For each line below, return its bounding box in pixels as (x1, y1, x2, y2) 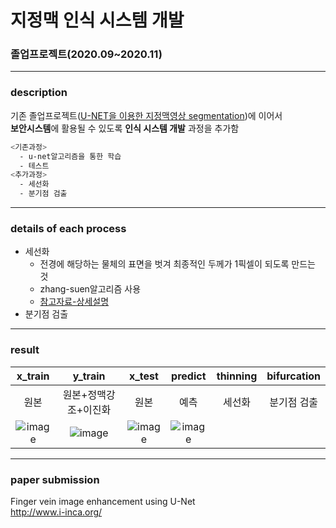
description (10, 86, 68, 100)
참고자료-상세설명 (39, 296, 110, 308)
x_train (16, 369, 50, 383)
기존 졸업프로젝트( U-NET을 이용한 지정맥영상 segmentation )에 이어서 (10, 109, 283, 121)
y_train (72, 369, 106, 383)
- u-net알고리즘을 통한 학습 (19, 151, 122, 161)
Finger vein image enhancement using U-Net (10, 495, 196, 507)
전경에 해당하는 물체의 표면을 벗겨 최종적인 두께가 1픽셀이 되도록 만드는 (39, 258, 317, 270)
